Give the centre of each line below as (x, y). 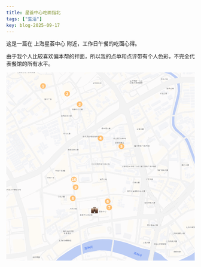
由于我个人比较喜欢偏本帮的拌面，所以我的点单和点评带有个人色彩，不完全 (98, 56)
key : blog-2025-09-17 (33, 25)
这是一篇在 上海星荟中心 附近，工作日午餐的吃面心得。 (73, 44)
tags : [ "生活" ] (24, 19)
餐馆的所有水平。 (32, 64)
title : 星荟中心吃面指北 (33, 13)
